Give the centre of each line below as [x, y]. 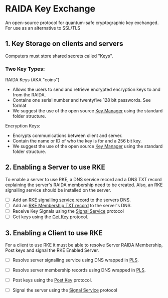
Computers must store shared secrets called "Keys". [59, 56]
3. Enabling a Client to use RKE [54, 233]
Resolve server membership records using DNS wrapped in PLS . [79, 270]
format [19, 105]
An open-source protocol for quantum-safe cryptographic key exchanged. [82, 23]
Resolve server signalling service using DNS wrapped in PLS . [75, 260]
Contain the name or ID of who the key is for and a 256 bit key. [77, 141]
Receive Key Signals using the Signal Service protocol [68, 211]
